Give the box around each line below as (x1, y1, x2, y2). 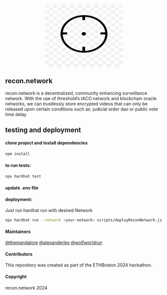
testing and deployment (5, 126, 81, 134)
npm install (5, 151, 30, 156)
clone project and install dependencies (5, 139, 88, 145)
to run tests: (5, 162, 31, 168)
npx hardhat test (5, 174, 41, 179)
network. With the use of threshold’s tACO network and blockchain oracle (5, 95, 156, 101)
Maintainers (5, 228, 31, 234)
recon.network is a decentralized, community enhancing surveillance (5, 90, 147, 96)
